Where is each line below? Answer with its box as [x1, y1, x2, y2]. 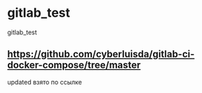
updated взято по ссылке [7, 78, 82, 86]
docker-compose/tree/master [7, 59, 141, 71]
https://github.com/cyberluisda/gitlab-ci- [7, 48, 195, 60]
